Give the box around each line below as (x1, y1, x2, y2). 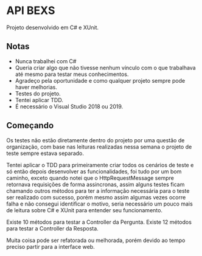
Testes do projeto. (15, 89, 61, 97)
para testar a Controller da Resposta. (6, 224, 99, 232)
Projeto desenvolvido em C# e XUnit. (6, 24, 99, 31)
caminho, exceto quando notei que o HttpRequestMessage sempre (6, 174, 175, 181)
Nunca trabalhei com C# (15, 57, 77, 64)
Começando (6, 120, 54, 131)
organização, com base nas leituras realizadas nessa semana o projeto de (6, 143, 192, 150)
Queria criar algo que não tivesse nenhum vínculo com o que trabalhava (15, 64, 196, 71)
